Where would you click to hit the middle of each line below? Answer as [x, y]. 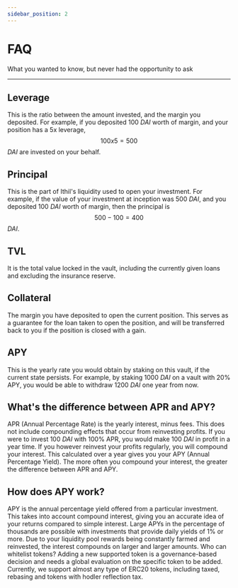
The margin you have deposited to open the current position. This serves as [118, 315]
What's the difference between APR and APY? [112, 407]
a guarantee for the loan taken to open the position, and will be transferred [116, 322]
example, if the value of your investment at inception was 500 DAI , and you [117, 199]
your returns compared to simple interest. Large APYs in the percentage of [116, 524]
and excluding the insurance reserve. [62, 276]
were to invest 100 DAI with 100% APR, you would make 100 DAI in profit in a [119, 439]
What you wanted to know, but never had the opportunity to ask [100, 69]
